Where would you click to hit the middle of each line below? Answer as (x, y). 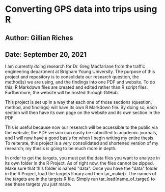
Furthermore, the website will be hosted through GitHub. (62, 93)
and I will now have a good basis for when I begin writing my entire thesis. (80, 138)
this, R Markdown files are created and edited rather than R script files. (77, 87)
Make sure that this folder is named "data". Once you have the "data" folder (82, 168)
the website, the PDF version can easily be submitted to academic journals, (81, 133)
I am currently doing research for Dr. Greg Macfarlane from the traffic (75, 66)
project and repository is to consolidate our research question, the (72, 77)
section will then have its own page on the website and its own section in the (82, 113)
